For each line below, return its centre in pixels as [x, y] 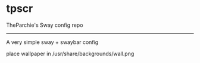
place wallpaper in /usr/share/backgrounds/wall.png [70, 53]
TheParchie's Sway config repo [45, 25]
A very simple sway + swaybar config [52, 42]
